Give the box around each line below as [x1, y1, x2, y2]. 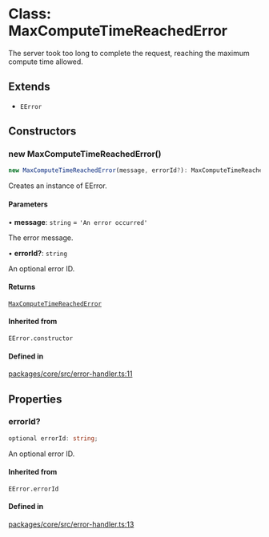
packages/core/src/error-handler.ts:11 [8, 369, 133, 379]
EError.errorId [8, 485, 59, 493]
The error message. [8, 233, 74, 242]
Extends [8, 80, 50, 94]
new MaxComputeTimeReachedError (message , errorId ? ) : [8, 166, 188, 174]
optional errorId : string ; [8, 434, 98, 443]
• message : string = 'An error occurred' [8, 217, 148, 226]
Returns [8, 282, 36, 292]
